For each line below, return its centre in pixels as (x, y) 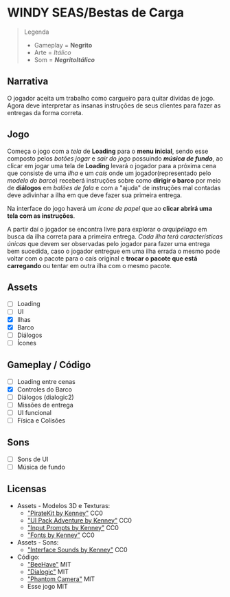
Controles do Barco (44, 389)
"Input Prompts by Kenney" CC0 (73, 527)
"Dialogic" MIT (48, 571)
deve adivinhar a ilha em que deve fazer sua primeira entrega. (95, 195)
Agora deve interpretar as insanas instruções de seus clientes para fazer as (114, 105)
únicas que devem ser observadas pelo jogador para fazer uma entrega (109, 243)
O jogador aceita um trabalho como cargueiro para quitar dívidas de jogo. (111, 98)
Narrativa (28, 82)
